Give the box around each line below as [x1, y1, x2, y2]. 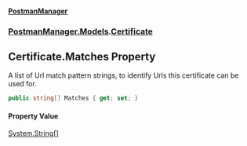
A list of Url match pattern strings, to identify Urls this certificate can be [8, 71, 239, 80]
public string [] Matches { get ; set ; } [8, 94, 139, 102]
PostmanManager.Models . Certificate [8, 26, 153, 37]
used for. [8, 79, 37, 89]
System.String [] [8, 129, 59, 138]
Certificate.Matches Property [8, 49, 156, 63]
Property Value [8, 111, 59, 121]
